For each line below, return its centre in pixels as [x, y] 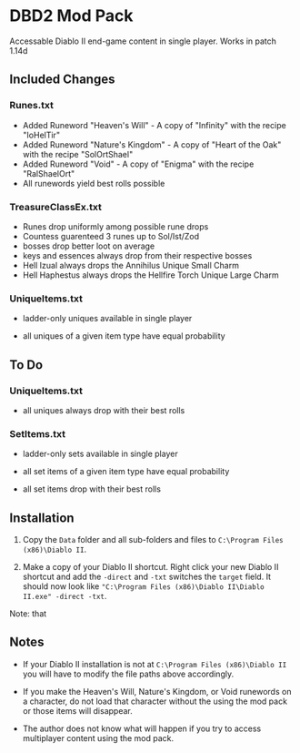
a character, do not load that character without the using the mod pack [155, 701]
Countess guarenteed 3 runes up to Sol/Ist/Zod [111, 236]
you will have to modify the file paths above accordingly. [128, 674]
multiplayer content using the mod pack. [98, 738]
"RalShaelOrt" [49, 173]
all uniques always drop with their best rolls [104, 410]
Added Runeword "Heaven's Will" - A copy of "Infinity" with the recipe [154, 125]
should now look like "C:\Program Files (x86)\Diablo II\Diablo [144, 586]
